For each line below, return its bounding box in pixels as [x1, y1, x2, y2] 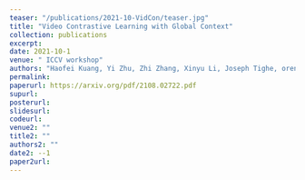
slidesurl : [9, 106, 51, 115]
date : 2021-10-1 [9, 47, 71, 56]
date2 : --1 [9, 148, 51, 157]
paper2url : [9, 156, 51, 166]
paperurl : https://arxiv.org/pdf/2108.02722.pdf [9, 81, 197, 90]
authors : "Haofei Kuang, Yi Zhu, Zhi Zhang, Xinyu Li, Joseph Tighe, [9, 65, 279, 74]
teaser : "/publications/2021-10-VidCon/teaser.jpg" [9, 13, 209, 23]
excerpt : [9, 38, 43, 48]
